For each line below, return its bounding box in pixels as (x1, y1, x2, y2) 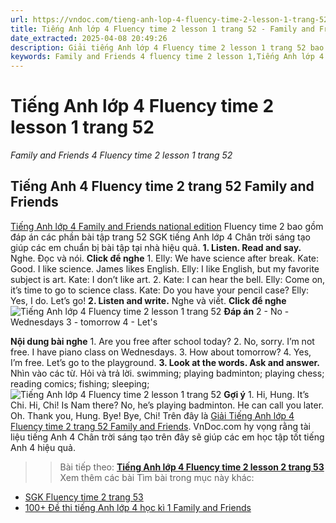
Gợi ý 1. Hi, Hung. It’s (223, 388, 310, 400)
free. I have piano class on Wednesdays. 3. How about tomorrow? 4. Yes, (10, 346, 312, 358)
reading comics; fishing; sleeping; (10, 377, 150, 390)
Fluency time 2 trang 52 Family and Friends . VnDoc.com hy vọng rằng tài (10, 420, 311, 432)
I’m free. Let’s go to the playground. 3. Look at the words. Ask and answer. (10, 356, 320, 368)
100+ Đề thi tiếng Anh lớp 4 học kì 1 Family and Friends (24, 501, 252, 513)
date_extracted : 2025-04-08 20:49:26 (10, 33, 168, 43)
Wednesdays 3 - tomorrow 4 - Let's (10, 316, 158, 328)
